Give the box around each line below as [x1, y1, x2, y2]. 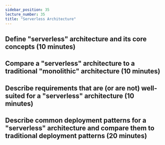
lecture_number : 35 [5, 12, 45, 17]
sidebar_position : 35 [5, 7, 50, 12]
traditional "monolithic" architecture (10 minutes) [5, 67, 161, 76]
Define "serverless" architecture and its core [5, 35, 147, 43]
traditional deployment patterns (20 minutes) [5, 132, 147, 140]
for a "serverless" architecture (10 [26, 92, 134, 100]
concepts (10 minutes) [5, 43, 76, 51]
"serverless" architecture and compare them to [5, 124, 155, 132]
